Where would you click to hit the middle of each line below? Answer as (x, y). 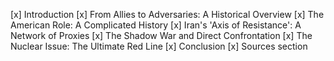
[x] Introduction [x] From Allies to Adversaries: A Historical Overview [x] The (167, 14)
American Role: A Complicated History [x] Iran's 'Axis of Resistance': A (156, 25)
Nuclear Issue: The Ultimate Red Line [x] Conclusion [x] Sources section (159, 46)
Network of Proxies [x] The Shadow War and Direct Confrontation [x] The (161, 35)
